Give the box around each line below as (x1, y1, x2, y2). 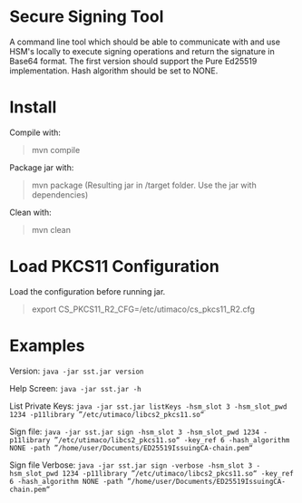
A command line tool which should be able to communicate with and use (9, 36, 281, 47)
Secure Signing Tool (9, 6, 164, 27)
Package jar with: (9, 161, 74, 173)
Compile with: (9, 127, 62, 138)
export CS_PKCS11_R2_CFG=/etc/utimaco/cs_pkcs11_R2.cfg (31, 304, 256, 314)
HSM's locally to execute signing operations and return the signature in (9, 45, 275, 56)
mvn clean (31, 224, 71, 235)
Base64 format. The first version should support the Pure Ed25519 (9, 55, 258, 66)
